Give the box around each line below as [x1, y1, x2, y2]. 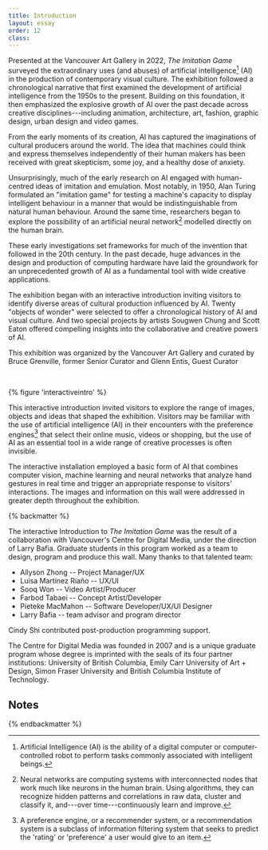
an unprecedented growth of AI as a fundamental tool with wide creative [8, 266, 246, 275]
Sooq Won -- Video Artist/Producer [19, 584, 136, 595]
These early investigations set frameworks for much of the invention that [8, 240, 247, 250]
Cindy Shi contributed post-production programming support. [8, 626, 211, 635]
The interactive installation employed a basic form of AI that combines [8, 462, 238, 472]
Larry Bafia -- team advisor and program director [19, 610, 181, 619]
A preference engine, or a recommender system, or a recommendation [19, 816, 253, 825]
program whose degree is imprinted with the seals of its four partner [8, 650, 233, 659]
